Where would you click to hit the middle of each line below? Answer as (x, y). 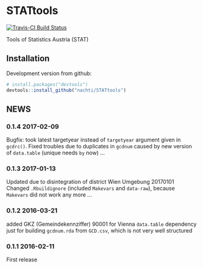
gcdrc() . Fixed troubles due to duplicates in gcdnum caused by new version (99, 147)
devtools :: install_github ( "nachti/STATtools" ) (66, 90)
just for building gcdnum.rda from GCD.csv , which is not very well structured (99, 230)
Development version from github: (49, 73)
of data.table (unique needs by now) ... (56, 153)
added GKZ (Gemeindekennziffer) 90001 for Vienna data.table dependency (101, 224)
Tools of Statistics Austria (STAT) (48, 39)
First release (22, 259)
